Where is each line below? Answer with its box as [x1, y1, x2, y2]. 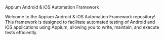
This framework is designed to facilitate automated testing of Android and [5, 19, 155, 25]
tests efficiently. [5, 30, 38, 35]
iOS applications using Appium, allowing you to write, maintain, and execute [5, 24, 160, 30]
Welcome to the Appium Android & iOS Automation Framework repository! [5, 14, 156, 19]
